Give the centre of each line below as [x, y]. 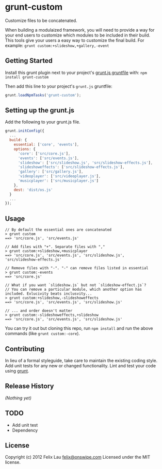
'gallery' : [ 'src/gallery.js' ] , [50, 172]
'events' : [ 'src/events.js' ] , [48, 158]
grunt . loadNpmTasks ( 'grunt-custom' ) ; [43, 95]
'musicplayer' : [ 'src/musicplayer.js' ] [58, 181]
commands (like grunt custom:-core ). [42, 334]
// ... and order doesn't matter [39, 311]
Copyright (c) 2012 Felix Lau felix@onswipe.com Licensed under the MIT [78, 457]
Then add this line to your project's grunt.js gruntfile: [59, 86]
